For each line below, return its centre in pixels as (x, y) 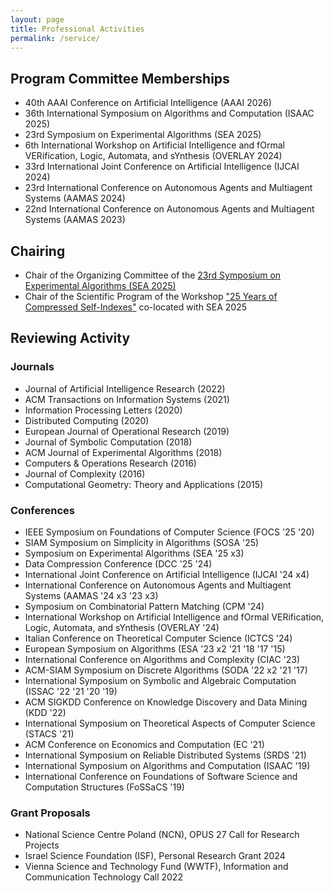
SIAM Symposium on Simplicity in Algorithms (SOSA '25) (142, 542)
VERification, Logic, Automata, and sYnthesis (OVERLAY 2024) (153, 156)
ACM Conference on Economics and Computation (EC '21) (144, 744)
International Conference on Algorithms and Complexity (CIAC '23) (162, 659)
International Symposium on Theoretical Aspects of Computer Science (170, 723)
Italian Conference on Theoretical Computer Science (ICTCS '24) (158, 638)
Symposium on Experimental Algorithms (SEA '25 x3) (134, 553)
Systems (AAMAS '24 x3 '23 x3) (91, 595)
